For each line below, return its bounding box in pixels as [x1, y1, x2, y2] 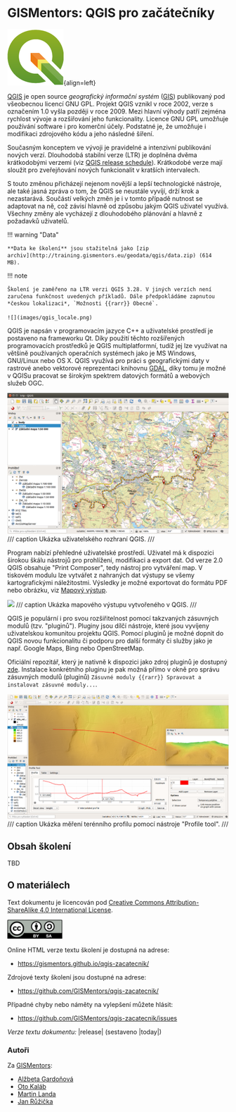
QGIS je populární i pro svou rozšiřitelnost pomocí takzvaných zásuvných [7, 614, 219, 623]
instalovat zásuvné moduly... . [7, 680, 98, 688]
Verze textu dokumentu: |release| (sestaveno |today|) [7, 1027, 162, 1036]
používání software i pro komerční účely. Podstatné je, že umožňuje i [7, 122, 206, 130]
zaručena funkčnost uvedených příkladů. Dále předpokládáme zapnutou [7, 292, 216, 300]
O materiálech [7, 879, 70, 891]
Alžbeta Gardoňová [17, 1075, 74, 1083]
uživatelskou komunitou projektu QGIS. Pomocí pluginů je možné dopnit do [7, 629, 224, 638]
